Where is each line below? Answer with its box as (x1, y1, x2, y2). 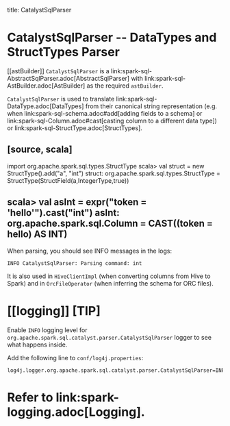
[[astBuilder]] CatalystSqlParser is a (7, 66, 110, 75)
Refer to (7, 390, 53, 405)
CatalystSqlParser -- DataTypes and (7, 30, 217, 45)
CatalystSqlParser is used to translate (7, 95, 115, 103)
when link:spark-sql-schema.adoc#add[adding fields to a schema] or (7, 109, 203, 117)
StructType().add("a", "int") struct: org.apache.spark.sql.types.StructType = (7, 169, 221, 177)
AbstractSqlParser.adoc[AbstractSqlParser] (7, 74, 130, 82)
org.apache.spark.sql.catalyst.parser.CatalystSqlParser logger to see (7, 333, 212, 341)
